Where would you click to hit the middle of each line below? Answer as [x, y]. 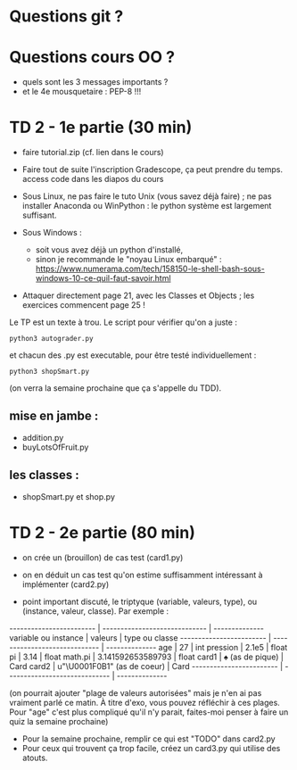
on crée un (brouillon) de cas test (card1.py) [103, 557]
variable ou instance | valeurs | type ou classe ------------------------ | [140, 638]
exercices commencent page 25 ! [83, 305]
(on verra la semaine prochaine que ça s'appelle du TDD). [115, 388]
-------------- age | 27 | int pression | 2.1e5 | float [197, 647]
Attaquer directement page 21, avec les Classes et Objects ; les [138, 295]
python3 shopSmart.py [49, 372]
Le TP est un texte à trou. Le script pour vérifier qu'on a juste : [124, 322]
